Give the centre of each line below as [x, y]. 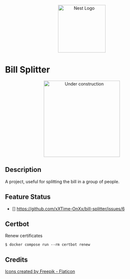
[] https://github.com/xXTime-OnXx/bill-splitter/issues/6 [68, 209]
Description [23, 170]
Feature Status [28, 197]
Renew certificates [24, 236]
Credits [17, 260]
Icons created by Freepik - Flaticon [40, 272]
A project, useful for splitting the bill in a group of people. [62, 181]
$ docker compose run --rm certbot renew [48, 245]
